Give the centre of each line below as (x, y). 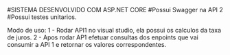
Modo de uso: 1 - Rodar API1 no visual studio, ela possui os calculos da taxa (114, 30)
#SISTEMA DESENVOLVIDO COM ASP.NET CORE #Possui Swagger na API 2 (115, 10)
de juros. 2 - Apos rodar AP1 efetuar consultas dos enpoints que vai (103, 37)
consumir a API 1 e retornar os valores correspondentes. (87, 44)
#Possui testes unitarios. (42, 17)
